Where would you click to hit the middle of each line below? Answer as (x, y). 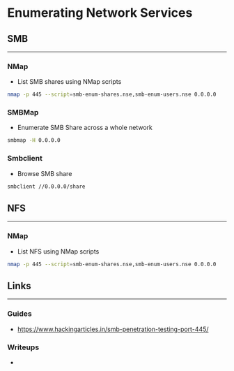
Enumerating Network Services (100, 13)
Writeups (23, 347)
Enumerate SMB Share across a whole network (85, 128)
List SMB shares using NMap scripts (69, 82)
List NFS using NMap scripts (58, 251)
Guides (20, 314)
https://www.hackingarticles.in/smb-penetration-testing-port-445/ (113, 329)
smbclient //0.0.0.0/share (46, 187)
